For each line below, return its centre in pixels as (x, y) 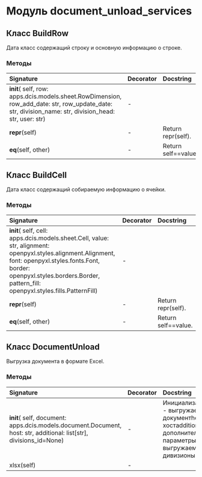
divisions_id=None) (37, 440)
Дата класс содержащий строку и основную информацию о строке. (94, 48)
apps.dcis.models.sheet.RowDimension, (66, 96)
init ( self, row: (29, 89)
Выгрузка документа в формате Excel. (55, 362)
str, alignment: (29, 246)
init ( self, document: (38, 417)
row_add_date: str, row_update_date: (61, 104)
